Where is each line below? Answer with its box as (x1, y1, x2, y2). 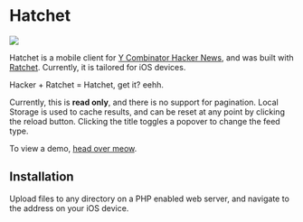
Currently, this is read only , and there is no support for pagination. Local (9, 97, 279, 107)
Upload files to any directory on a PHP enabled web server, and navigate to (9, 193, 289, 204)
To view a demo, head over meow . (9, 143, 137, 153)
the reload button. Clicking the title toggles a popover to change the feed (9, 116, 280, 126)
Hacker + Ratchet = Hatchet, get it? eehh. (9, 79, 165, 90)
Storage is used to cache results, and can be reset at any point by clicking (9, 106, 285, 117)
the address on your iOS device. (9, 202, 129, 213)
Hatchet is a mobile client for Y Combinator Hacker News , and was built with (9, 51, 294, 63)
